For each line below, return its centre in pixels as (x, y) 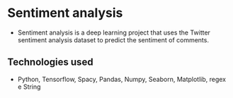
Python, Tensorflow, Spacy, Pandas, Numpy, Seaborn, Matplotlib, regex (122, 79)
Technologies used (50, 62)
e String (29, 87)
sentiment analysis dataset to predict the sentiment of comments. (113, 39)
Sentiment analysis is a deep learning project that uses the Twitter (114, 32)
